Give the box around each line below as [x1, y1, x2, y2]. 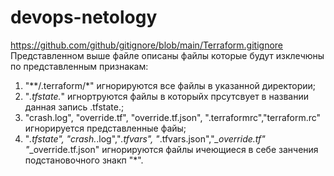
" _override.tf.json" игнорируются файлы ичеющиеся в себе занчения [24, 143, 319, 155]
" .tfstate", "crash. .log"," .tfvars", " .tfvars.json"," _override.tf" [24, 132, 266, 145]
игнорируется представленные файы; [24, 122, 187, 134]
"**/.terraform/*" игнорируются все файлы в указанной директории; [24, 79, 317, 91]
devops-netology [10, 6, 158, 29]
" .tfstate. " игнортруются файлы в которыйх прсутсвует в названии [24, 90, 310, 102]
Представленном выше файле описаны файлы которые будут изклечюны [10, 49, 325, 61]
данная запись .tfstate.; [24, 101, 125, 113]
